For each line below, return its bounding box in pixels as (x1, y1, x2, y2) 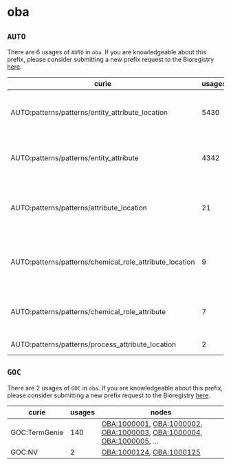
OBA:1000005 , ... (101, 436, 159, 445)
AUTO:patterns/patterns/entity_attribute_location (10, 108, 168, 117)
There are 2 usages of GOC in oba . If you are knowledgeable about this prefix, (7, 384, 223, 392)
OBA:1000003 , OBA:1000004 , (101, 428, 203, 437)
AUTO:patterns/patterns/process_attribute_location (10, 340, 177, 349)
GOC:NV (10, 447, 38, 457)
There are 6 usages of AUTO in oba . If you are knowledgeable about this (7, 48, 206, 56)
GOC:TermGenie (10, 428, 64, 437)
